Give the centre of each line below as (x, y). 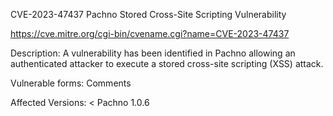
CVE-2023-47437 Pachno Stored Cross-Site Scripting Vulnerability (148, 14)
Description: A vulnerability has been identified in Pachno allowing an (153, 53)
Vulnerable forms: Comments (71, 83)
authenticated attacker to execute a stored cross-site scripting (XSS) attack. (167, 63)
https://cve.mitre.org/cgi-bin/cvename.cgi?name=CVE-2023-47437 (150, 33)
